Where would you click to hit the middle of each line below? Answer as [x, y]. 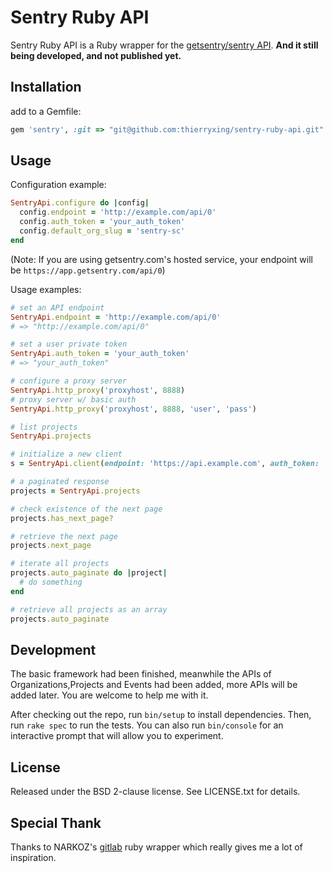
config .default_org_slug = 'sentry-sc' [102, 231]
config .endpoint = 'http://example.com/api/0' [118, 212]
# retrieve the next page [64, 536]
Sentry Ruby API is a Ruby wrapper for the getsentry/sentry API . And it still [164, 45]
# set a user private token [69, 344]
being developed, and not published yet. [96, 55]
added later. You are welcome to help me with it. [109, 695]
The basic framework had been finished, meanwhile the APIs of [141, 674]
